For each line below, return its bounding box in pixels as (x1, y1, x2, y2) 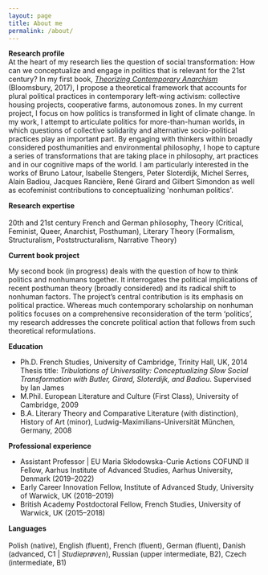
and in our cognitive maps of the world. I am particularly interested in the (8, 160, 249, 170)
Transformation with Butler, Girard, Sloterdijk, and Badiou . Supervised (19, 375, 252, 384)
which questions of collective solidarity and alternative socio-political (8, 125, 238, 135)
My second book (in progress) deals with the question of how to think (8, 266, 238, 276)
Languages (8, 524, 47, 533)
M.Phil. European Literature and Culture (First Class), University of (19, 392, 239, 401)
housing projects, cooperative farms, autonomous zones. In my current (8, 100, 243, 109)
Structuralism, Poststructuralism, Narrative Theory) (8, 235, 177, 245)
